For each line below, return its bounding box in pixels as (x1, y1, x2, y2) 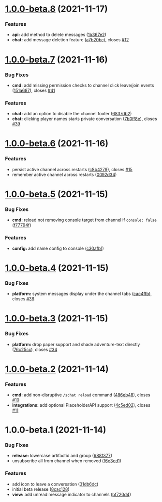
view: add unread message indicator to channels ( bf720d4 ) (12, 491, 132, 497)
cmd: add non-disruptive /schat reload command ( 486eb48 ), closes (12, 392, 151, 398)
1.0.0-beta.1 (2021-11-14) (5, 424, 106, 435)
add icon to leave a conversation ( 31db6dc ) (12, 481, 99, 487)
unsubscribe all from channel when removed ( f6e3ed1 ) (12, 458, 122, 464)
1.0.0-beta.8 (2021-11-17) (5, 3, 108, 15)
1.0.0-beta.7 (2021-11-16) (5, 54, 108, 65)
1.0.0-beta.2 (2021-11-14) (5, 364, 109, 375)
